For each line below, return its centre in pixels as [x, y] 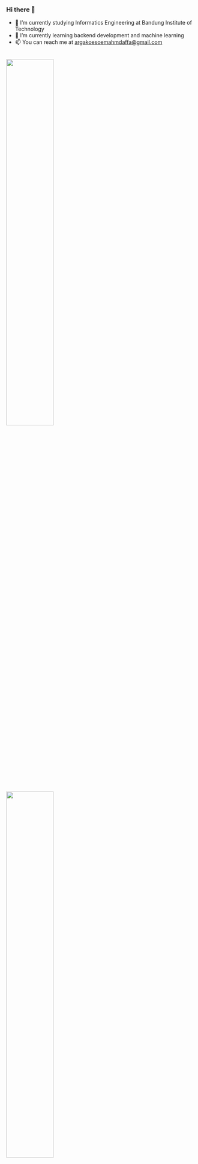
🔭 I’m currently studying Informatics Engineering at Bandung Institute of [103, 23]
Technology [30, 29]
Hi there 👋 [21, 10]
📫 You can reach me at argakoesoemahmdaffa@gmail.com [88, 42]
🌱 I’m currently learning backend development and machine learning [99, 35]
